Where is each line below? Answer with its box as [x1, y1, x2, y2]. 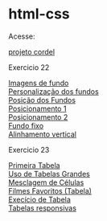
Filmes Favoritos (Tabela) [8, 186, 93, 195]
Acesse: [8, 31, 35, 41]
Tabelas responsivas [8, 203, 76, 213]
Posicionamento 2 [8, 112, 68, 121]
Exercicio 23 [8, 145, 50, 154]
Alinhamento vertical [8, 129, 76, 139]
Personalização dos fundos [8, 86, 99, 96]
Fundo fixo [8, 121, 44, 130]
